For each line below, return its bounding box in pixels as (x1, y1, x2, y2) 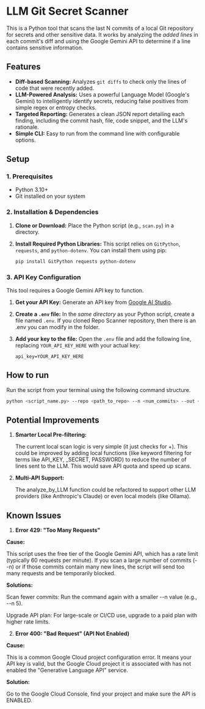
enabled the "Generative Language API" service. (6, 667, 129, 674)
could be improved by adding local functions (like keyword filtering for (15, 449, 192, 457)
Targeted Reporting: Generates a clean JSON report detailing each (15, 110, 185, 117)
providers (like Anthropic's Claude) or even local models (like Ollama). (15, 493, 191, 500)
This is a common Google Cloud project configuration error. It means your (6, 653, 192, 661)
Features (6, 62, 41, 72)
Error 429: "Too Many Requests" (15, 526, 101, 534)
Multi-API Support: (15, 474, 65, 482)
